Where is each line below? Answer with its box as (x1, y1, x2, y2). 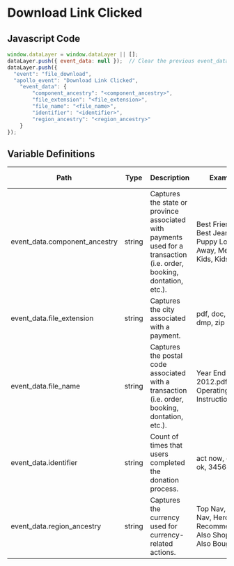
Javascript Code (7, 33, 81, 45)
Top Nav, (196, 504, 226, 514)
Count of (150, 432, 179, 441)
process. (150, 484, 179, 494)
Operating (196, 386, 230, 395)
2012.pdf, (196, 377, 230, 387)
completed (150, 458, 186, 468)
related (150, 539, 173, 549)
